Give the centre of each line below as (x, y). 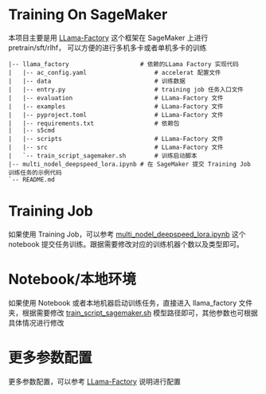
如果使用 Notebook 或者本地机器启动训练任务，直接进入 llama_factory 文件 (131, 302)
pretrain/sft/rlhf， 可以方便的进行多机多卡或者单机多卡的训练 (108, 47)
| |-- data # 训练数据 (97, 81)
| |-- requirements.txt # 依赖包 (94, 123)
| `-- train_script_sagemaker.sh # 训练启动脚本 (103, 156)
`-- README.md (32, 179)
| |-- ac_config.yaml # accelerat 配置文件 (115, 72)
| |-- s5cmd (32, 130)
